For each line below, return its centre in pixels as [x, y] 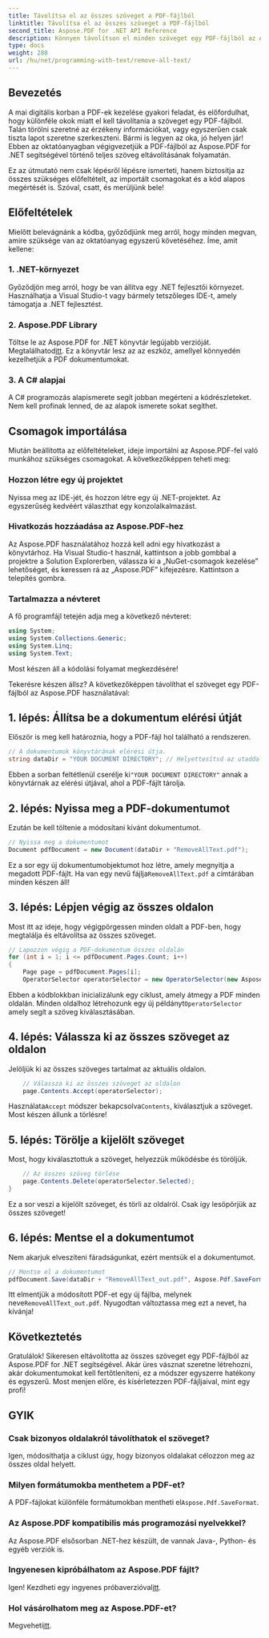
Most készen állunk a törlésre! [58, 1115]
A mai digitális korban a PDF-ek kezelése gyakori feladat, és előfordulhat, [129, 112]
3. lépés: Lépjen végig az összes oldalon [111, 908]
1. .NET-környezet [44, 269]
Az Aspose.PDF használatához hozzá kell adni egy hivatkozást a [114, 544]
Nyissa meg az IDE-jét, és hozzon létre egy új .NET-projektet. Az [115, 497]
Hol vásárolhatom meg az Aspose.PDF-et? [92, 1608]
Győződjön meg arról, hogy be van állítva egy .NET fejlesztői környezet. [126, 287]
